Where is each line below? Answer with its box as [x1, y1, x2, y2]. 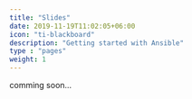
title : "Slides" [9, 13, 71, 22]
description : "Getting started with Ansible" [9, 38, 184, 48]
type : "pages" [9, 47, 67, 56]
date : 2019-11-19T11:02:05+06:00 [9, 22, 136, 31]
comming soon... [9, 80, 72, 90]
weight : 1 [9, 55, 47, 64]
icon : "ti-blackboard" [9, 30, 95, 39]
